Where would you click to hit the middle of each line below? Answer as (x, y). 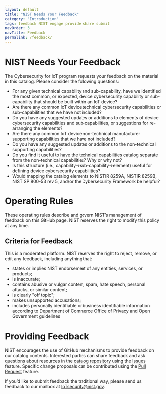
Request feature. (22, 371)
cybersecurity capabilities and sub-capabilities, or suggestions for (80, 123)
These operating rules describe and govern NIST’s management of (73, 215)
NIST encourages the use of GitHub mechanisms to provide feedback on (80, 350)
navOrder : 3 (17, 28)
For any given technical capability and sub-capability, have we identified (86, 91)
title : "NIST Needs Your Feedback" (42, 14)
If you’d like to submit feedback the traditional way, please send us (73, 381)
